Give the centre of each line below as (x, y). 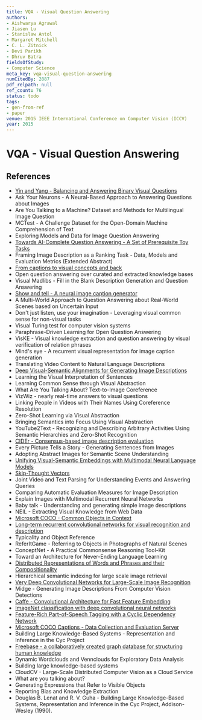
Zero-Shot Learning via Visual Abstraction (67, 416)
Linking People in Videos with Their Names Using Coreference (93, 403)
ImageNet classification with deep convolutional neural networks (95, 608)
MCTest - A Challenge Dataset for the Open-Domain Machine (91, 223)
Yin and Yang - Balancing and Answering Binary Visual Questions (96, 191)
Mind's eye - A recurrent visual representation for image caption (95, 352)
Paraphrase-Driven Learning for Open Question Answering (88, 332)
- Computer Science (31, 68)
